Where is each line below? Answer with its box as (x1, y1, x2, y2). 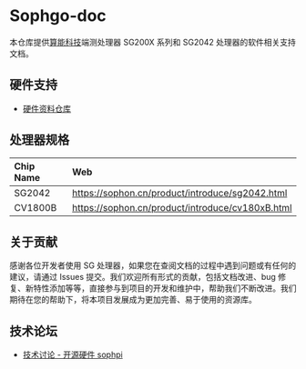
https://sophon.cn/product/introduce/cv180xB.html (72, 201, 292, 214)
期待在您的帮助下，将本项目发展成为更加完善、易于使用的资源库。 (9, 294, 257, 305)
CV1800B (14, 201, 57, 214)
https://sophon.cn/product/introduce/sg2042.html (72, 186, 288, 199)
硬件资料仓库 (22, 103, 71, 114)
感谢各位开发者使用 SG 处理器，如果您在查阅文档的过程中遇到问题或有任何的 (9, 260, 297, 271)
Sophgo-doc (9, 5, 107, 26)
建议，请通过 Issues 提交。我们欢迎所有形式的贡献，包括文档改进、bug (9, 272, 276, 283)
